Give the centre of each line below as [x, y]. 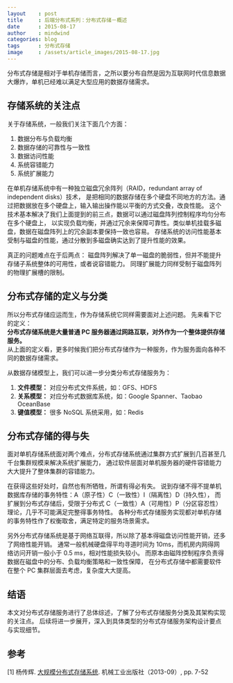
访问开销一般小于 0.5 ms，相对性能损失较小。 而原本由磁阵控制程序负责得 [119, 553]
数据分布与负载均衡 [45, 138]
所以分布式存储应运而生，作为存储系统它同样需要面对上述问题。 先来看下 [111, 314]
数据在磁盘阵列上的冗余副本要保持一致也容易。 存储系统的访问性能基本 [120, 231]
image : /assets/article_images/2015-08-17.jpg [83, 53]
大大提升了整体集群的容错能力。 [53, 471]
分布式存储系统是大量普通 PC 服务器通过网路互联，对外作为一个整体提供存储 [116, 331]
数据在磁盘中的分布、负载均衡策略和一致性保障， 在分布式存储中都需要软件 [114, 562]
